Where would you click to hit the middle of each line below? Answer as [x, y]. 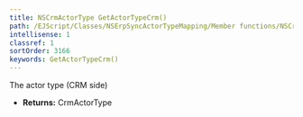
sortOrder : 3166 [40, 51]
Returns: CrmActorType [67, 103]
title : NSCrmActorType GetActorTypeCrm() [88, 18]
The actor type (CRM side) [59, 85]
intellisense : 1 [40, 34]
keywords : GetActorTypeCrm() [64, 59]
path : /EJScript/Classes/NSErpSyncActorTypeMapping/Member [123, 26]
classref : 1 [32, 43]
